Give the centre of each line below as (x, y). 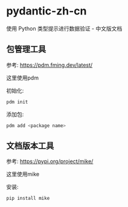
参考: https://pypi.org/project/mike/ (50, 161)
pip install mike (28, 199)
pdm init (17, 102)
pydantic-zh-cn (46, 11)
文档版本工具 (30, 146)
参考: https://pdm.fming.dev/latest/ (50, 65)
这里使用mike (23, 174)
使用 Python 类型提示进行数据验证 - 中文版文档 (64, 28)
